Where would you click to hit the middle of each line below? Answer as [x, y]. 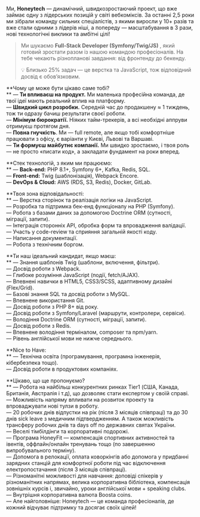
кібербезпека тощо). [32, 363]
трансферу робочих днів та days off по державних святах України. [91, 425]
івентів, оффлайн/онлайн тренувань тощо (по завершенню [81, 444]
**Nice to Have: [26, 350]
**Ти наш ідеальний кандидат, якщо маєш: [61, 256]
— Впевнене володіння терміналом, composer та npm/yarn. [82, 332]
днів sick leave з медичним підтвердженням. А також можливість [90, 418]
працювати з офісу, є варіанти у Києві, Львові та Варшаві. [80, 139]
